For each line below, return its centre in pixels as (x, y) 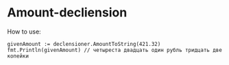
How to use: (24, 31)
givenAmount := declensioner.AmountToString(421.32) (84, 44)
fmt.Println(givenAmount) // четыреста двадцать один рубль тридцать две (115, 50)
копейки (18, 56)
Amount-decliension (67, 13)
